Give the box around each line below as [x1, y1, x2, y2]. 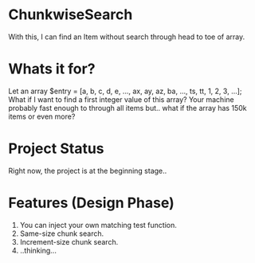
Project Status [8, 139, 105, 158]
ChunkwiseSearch [8, 6, 133, 24]
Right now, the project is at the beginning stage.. [8, 166, 167, 175]
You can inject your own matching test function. [19, 220, 177, 230]
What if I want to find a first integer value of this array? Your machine [8, 94, 234, 104]
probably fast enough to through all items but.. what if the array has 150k [8, 103, 247, 112]
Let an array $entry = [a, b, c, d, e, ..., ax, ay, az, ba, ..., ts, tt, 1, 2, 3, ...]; [8, 86, 242, 96]
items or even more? [8, 112, 76, 121]
